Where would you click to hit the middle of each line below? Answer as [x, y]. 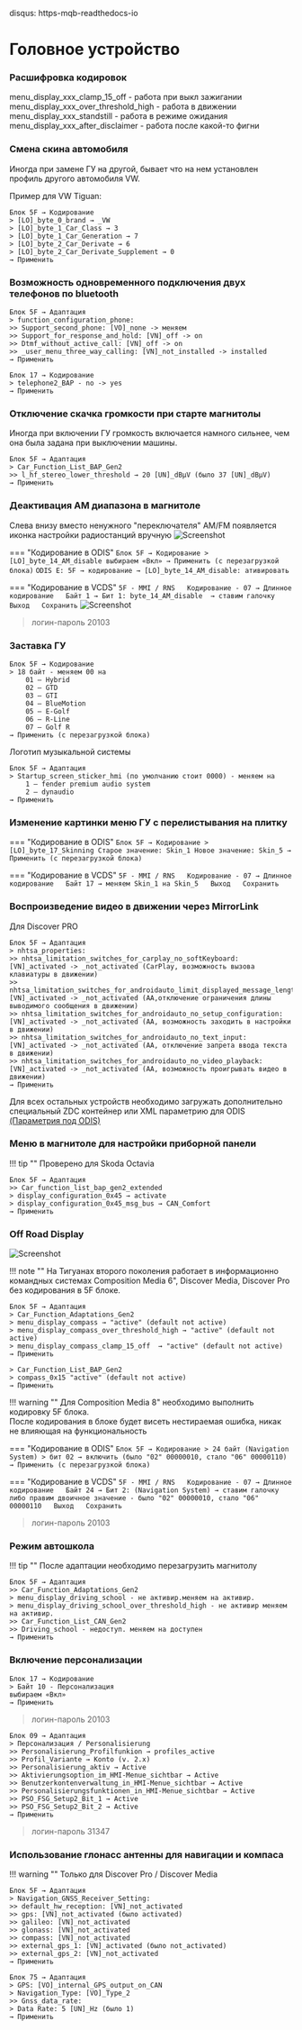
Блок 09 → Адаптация [48, 1735]
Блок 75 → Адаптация [48, 1978]
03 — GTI [42, 696]
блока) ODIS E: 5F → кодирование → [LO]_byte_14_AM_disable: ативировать [149, 570]
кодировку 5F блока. [49, 1412]
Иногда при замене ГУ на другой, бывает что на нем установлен [134, 168]
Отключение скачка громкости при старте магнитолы [135, 414]
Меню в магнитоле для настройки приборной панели [133, 1143]
